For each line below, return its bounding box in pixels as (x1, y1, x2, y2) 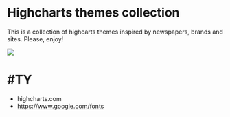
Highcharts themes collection (7, 5, 180, 21)
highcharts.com (16, 94, 62, 103)
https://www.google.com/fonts (16, 102, 104, 110)
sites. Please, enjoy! (7, 34, 64, 43)
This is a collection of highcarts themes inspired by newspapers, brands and (7, 28, 223, 36)
